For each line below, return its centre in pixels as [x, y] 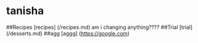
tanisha [25, 11]
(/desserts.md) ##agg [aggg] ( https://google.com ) [68, 33]
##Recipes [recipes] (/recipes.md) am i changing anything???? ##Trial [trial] [99, 27]
